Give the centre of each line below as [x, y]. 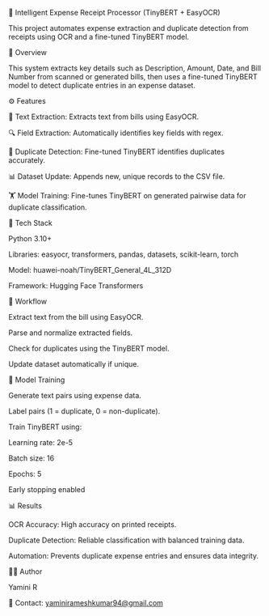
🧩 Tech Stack [30, 223]
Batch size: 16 [32, 458]
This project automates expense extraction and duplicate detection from [128, 28]
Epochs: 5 [25, 474]
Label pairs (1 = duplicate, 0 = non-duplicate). [84, 411]
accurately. [27, 160]
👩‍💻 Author [25, 571]
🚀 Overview [27, 52]
